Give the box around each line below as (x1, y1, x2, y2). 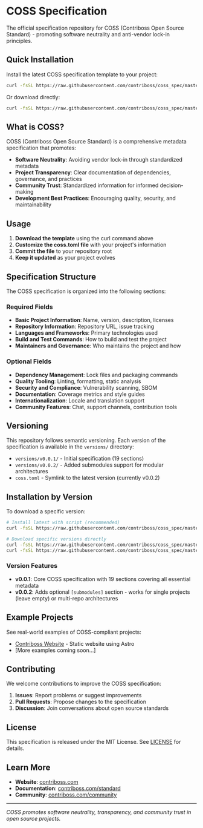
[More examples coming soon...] (14, 646, 96, 654)
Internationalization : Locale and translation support (14, 396, 145, 404)
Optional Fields (6, 357, 52, 366)
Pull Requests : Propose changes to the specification (14, 698, 147, 706)
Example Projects (6, 613, 74, 623)
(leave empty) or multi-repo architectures (14, 594, 118, 602)
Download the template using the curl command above (14, 235, 154, 242)
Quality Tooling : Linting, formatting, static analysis (14, 377, 141, 385)
